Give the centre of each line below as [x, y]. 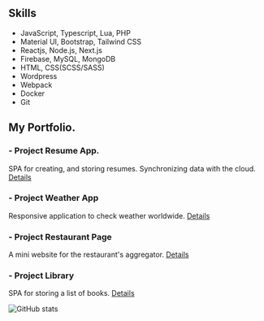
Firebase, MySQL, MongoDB [68, 59]
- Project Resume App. [54, 151]
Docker [32, 93]
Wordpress [39, 76]
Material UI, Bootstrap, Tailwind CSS [81, 41]
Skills [22, 13]
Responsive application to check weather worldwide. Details [109, 215]
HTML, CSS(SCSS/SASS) [63, 67]
